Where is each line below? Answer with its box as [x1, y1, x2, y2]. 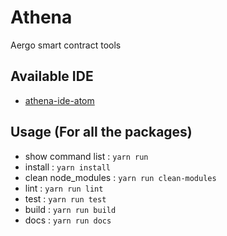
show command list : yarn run [24, 150, 149, 162]
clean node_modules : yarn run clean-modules [24, 171, 217, 183]
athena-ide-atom [24, 94, 95, 106]
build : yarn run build [24, 203, 117, 215]
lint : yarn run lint [24, 182, 104, 194]
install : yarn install [24, 161, 111, 173]
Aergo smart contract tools [10, 39, 122, 51]
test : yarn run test [24, 192, 107, 205]
